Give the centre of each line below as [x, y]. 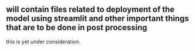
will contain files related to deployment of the [90, 10]
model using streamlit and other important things [97, 19]
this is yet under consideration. [43, 41]
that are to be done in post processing [77, 28]
